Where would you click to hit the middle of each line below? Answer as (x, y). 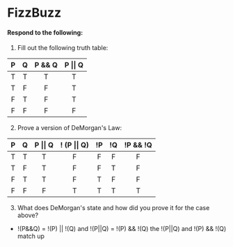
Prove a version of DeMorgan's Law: (70, 128)
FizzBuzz (34, 13)
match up (31, 236)
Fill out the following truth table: (63, 48)
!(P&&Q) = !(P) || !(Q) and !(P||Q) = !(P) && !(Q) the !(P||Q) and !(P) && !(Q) (122, 229)
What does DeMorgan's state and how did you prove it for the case (113, 208)
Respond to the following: (45, 32)
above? (28, 215)
